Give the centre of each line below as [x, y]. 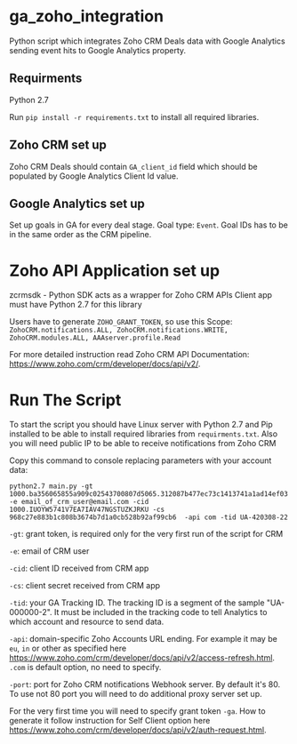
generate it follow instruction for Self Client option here [110, 721]
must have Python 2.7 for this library [76, 305]
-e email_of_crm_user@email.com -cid [79, 502]
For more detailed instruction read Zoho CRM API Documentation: [129, 355]
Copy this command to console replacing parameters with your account [140, 460]
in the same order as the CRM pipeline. [80, 235]
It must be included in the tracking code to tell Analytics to [161, 612]
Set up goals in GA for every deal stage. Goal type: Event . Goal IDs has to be [149, 225]
